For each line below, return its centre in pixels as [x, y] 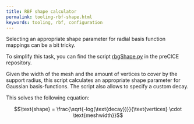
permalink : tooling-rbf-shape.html [49, 17]
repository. [19, 63]
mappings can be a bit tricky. [41, 45]
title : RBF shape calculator [41, 11]
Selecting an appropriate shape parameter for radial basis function [86, 39]
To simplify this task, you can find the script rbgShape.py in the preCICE [93, 57]
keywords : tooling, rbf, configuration [54, 22]
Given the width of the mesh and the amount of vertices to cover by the [92, 74]
